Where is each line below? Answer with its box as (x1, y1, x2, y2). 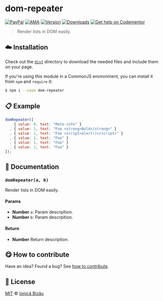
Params (5, 198, 21, 204)
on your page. (5, 64, 33, 70)
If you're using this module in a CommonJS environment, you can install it (5, 73, 153, 79)
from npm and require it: (5, 79, 53, 84)
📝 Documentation (5, 162, 60, 171)
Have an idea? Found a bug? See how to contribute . (5, 263, 109, 269)
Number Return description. (12, 236, 69, 242)
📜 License (5, 278, 36, 286)
